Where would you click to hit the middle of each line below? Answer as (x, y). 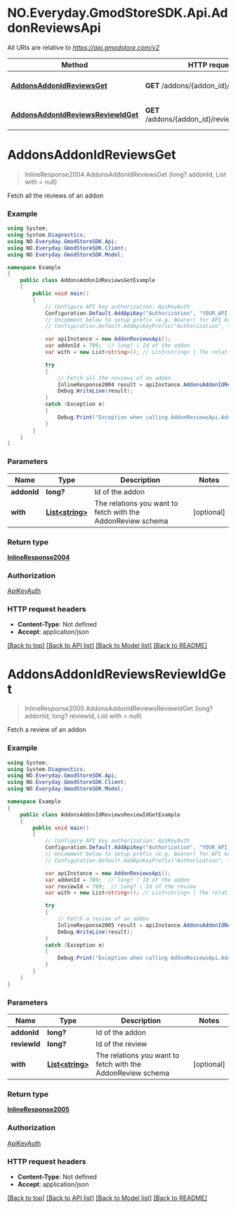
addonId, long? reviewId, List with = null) (83, 716)
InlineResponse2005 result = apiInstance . (120, 925)
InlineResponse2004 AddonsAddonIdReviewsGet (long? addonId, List (125, 174)
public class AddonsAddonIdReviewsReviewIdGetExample (100, 815)
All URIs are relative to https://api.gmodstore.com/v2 (84, 47)
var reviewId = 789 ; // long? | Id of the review (120, 886)
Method (75, 65)
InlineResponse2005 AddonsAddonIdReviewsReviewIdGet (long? (118, 708)
